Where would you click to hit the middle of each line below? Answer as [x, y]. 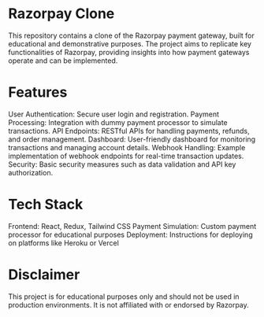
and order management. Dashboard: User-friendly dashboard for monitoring [132, 139]
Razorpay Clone [61, 14]
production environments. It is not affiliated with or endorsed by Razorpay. [129, 304]
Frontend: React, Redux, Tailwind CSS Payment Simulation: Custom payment [132, 226]
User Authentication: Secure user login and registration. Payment [113, 114]
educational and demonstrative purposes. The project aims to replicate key [130, 43]
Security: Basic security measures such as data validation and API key [122, 164]
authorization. [31, 172]
